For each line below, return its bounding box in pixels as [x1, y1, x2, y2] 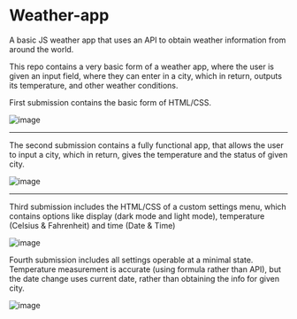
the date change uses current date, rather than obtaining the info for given [9, 273, 280, 284]
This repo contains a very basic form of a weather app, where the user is [9, 61, 274, 72]
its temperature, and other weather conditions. [9, 80, 179, 90]
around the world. [9, 43, 74, 54]
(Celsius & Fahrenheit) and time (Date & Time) [9, 220, 176, 230]
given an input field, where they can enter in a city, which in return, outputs [9, 70, 283, 81]
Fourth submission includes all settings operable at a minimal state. [9, 254, 254, 265]
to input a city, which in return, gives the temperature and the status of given [9, 149, 288, 159]
